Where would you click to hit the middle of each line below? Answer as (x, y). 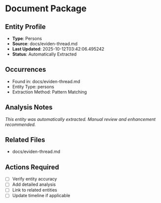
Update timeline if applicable (41, 196)
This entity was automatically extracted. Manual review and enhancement (80, 119)
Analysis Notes (29, 107)
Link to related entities (35, 190)
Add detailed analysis (34, 184)
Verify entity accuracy (35, 179)
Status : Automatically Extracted (44, 54)
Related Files (25, 140)
